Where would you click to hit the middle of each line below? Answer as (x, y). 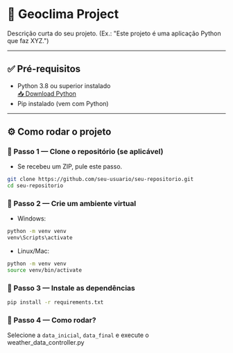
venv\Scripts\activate (40, 238)
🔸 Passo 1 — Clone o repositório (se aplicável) (85, 152)
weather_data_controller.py (46, 343)
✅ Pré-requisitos (44, 69)
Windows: (32, 218)
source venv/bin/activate (44, 270)
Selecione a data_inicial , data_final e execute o (78, 335)
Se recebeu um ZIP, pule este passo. (70, 166)
